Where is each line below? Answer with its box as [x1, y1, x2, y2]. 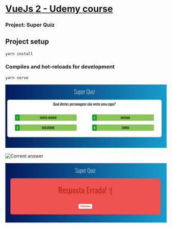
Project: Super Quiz [5, 21, 55, 29]
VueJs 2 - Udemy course [5, 3, 113, 15]
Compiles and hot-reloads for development [5, 63, 115, 70]
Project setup [5, 37, 50, 46]
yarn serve [5, 75, 29, 81]
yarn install [5, 51, 33, 56]
